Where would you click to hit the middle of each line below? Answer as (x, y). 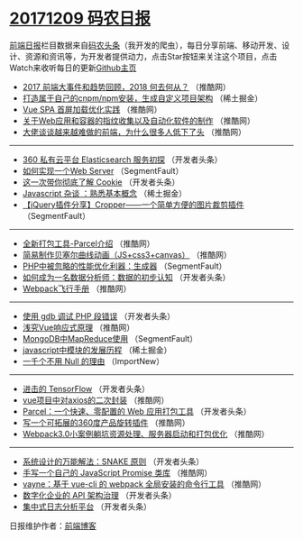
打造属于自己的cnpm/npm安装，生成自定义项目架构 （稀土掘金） (142, 98)
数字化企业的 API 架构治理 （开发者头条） (99, 495)
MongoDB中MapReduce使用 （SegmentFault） (110, 338)
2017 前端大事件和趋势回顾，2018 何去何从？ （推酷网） (127, 87)
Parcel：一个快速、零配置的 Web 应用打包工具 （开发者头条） (137, 411)
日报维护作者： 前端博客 (53, 525)
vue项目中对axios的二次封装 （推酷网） (96, 400)
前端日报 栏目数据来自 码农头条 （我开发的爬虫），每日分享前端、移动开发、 (146, 45)
